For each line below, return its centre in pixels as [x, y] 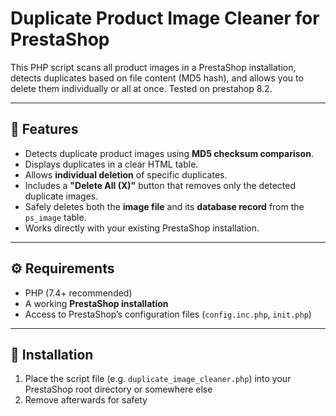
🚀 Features [44, 129]
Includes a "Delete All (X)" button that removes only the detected [160, 185]
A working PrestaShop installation [96, 303]
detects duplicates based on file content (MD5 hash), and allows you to [157, 78]
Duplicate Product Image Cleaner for [165, 18]
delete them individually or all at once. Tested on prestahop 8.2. [141, 88]
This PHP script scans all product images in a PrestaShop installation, [153, 67]
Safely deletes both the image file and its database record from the [164, 206]
